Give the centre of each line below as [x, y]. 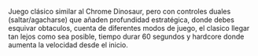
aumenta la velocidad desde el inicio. [68, 45]
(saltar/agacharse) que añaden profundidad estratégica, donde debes [121, 20]
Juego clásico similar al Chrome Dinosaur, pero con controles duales [120, 11]
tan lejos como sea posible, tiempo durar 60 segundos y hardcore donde [126, 36]
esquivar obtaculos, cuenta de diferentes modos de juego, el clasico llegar [129, 28]
